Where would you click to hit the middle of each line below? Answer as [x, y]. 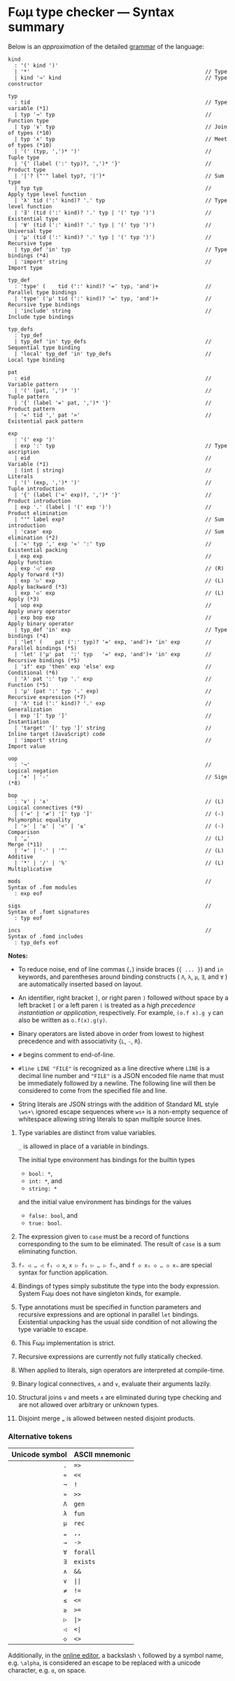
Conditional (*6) [33, 673]
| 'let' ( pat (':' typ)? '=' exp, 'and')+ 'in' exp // [113, 642]
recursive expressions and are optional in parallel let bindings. [108, 1314]
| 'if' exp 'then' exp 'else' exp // [113, 667]
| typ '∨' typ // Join [121, 127]
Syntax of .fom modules [43, 887]
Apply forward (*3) [36, 574]
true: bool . [45, 1223]
